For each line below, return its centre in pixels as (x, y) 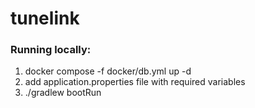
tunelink (45, 18)
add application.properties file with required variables (135, 82)
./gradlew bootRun (63, 93)
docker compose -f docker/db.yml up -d (108, 71)
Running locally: (51, 50)
